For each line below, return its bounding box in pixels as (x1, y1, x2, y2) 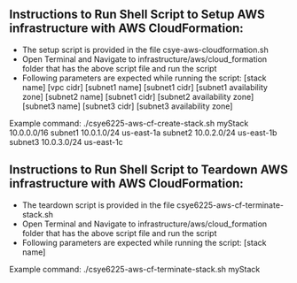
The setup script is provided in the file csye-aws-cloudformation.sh (21, 44, 269, 55)
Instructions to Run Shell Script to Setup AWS (9, 7, 265, 22)
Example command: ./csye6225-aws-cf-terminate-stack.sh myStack (9, 264, 261, 274)
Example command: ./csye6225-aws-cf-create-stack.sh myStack (9, 118, 249, 128)
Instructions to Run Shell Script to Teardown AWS (9, 163, 288, 178)
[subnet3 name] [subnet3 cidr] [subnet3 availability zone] (21, 101, 233, 111)
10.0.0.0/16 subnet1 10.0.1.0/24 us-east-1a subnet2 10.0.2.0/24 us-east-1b (9, 127, 277, 138)
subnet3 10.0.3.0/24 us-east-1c (9, 136, 124, 147)
